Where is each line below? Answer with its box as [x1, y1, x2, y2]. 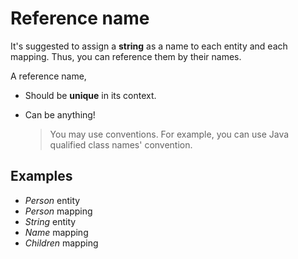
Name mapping [24, 226, 89, 238]
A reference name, [10, 70, 87, 82]
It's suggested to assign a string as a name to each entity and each [10, 40, 288, 52]
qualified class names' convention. [49, 138, 193, 151]
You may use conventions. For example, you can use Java [49, 128, 290, 140]
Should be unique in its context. [24, 89, 157, 101]
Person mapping [24, 205, 93, 217]
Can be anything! [24, 108, 96, 121]
